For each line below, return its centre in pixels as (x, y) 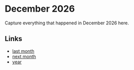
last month (23, 51)
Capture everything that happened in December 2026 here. (67, 23)
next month (24, 56)
